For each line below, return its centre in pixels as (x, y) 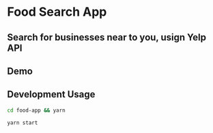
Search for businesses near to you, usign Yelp (107, 37)
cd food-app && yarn (37, 110)
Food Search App (57, 12)
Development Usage (51, 94)
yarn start (23, 123)
